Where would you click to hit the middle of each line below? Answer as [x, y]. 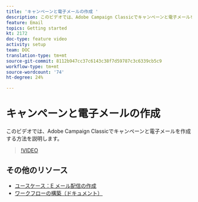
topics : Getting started [37, 28]
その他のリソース [37, 170]
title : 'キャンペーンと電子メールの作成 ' [52, 12]
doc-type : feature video [37, 39]
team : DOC [18, 50]
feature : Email [25, 22]
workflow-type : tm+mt [33, 66]
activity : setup [26, 45]
